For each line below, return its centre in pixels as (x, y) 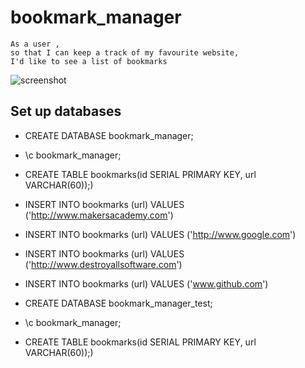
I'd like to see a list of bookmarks (89, 61)
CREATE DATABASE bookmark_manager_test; (118, 303)
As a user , (35, 44)
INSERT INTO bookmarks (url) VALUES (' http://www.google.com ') (160, 234)
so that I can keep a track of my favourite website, (125, 52)
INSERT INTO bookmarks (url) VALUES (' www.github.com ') (146, 283)
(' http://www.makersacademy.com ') (99, 215)
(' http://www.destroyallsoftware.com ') (103, 264)
